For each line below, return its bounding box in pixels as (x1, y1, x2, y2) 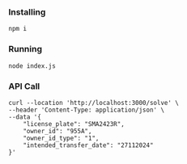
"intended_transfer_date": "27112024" (23, 141, 154, 149)
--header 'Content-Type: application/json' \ (8, 106, 164, 114)
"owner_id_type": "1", (23, 134, 100, 142)
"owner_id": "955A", (23, 127, 92, 135)
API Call (8, 80, 40, 91)
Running (8, 44, 43, 55)
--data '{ (8, 112, 42, 121)
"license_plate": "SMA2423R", (23, 120, 125, 128)
